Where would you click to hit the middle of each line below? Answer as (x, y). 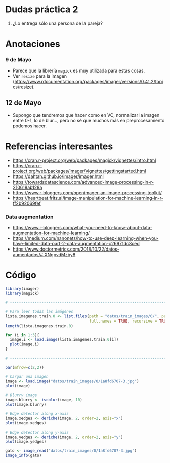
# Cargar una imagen (27, 376)
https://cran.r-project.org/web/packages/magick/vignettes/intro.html (84, 160)
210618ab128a (27, 187)
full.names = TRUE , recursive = (123, 321)
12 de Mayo (24, 103)
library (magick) (22, 293)
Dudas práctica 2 (42, 9)
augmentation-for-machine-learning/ (51, 233)
